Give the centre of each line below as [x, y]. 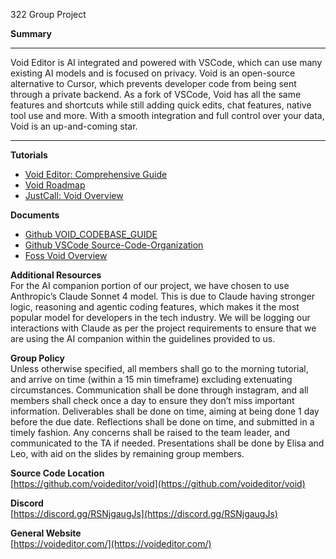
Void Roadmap [55, 185]
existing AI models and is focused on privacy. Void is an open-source [153, 73]
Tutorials [29, 155]
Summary [31, 33]
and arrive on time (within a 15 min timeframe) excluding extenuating [151, 379]
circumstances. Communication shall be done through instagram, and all [159, 390]
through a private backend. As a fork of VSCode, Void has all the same [156, 94]
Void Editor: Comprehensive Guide [96, 174]
